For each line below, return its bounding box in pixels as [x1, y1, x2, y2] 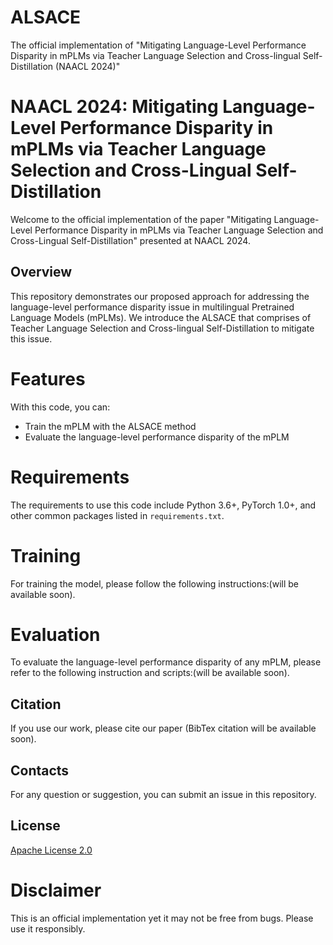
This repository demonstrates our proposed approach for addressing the [10, 290, 310, 302]
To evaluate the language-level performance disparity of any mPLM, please [10, 656, 322, 668]
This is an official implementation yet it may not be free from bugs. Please [10, 912, 314, 924]
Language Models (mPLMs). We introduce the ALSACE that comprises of [10, 311, 312, 323]
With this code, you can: [10, 401, 111, 413]
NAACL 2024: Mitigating [10, 96, 219, 118]
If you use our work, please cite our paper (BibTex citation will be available [10, 722, 317, 735]
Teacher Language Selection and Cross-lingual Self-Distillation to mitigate [10, 322, 315, 334]
